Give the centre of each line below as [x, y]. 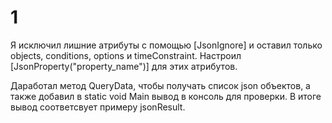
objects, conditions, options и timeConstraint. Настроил [126, 55]
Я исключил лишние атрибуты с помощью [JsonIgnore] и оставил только [166, 45]
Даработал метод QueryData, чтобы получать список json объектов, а [160, 85]
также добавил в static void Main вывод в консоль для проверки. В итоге [166, 96]
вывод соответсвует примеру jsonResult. [98, 107]
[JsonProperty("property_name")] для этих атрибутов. [124, 66]
